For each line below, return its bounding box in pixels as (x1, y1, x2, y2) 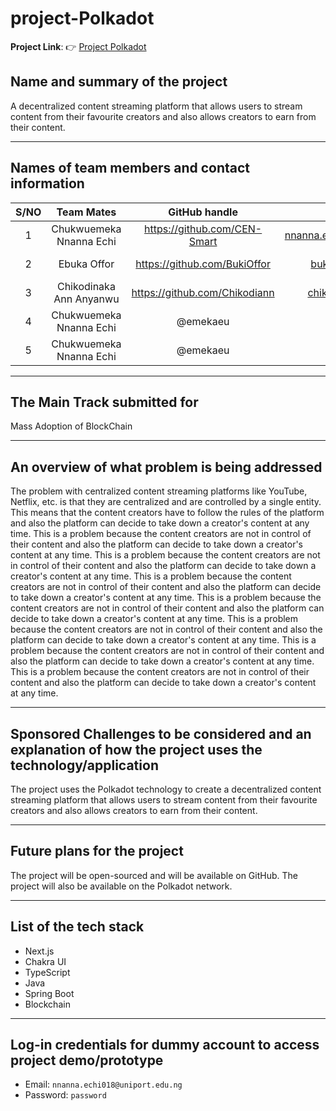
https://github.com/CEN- (144, 222, 263, 236)
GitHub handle (168, 205, 238, 219)
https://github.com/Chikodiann (131, 285, 275, 299)
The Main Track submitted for (10, 393, 199, 411)
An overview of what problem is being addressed (10, 458, 323, 476)
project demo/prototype (10, 1052, 164, 1069)
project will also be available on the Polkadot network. (10, 880, 233, 892)
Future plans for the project (10, 843, 184, 860)
